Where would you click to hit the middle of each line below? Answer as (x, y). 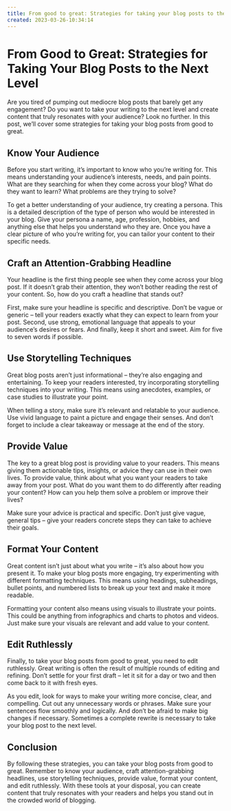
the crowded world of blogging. (52, 800)
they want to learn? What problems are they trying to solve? (92, 192)
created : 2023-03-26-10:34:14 (51, 20)
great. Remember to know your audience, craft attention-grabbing (101, 771)
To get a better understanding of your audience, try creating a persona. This (115, 205)
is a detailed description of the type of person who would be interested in (111, 212)
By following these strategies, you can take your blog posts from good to (110, 764)
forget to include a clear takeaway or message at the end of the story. (106, 424)
